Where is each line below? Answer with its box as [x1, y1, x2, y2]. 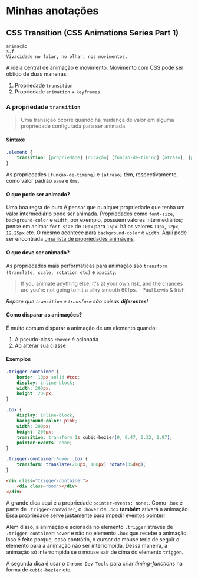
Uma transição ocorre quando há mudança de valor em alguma [20, 117, 174, 124]
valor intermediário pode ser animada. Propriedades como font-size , [6, 210, 175, 217]
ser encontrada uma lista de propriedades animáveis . [6, 235, 136, 243]
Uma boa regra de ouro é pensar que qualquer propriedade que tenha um [6, 204, 185, 211]
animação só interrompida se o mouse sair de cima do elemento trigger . [6, 548, 183, 556]
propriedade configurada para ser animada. [20, 122, 127, 130]
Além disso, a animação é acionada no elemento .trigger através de [6, 524, 173, 531]
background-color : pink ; [16, 418, 78, 424]
